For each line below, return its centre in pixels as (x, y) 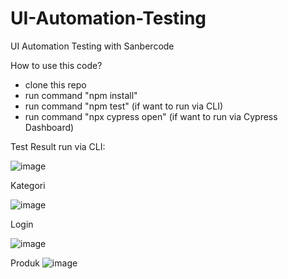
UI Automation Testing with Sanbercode (92, 46)
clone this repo (55, 84)
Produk (25, 263)
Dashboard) (49, 127)
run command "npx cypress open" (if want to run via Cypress (151, 116)
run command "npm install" (81, 95)
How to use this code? (56, 65)
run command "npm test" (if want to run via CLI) (124, 106)
